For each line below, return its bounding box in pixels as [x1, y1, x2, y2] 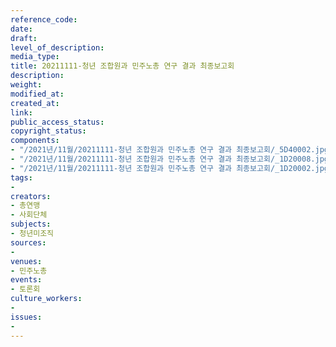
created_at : [10, 98, 60, 108]
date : [10, 24, 33, 34]
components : [10, 136, 60, 146]
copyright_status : [10, 126, 87, 136]
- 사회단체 [10, 210, 48, 220]
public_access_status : [10, 117, 105, 127]
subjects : [10, 219, 52, 230]
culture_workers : [10, 294, 83, 304]
